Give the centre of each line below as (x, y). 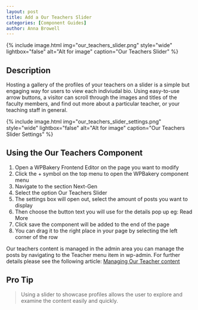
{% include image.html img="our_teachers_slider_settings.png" (84, 122)
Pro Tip (20, 280)
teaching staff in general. (37, 110)
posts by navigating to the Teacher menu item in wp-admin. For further (93, 255)
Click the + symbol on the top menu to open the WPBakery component (102, 173)
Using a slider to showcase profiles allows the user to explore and (102, 294)
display (24, 205)
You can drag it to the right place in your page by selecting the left (96, 231)
